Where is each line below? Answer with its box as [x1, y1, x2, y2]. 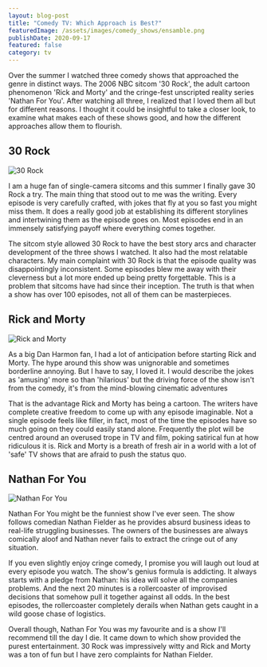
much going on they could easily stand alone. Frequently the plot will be [8, 424, 245, 434]
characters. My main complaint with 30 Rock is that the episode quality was [8, 256, 257, 265]
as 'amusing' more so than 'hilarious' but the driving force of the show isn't [8, 375, 255, 384]
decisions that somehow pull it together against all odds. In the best [8, 592, 230, 602]
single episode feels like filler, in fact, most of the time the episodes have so [8, 415, 257, 425]
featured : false [8, 41, 62, 49]
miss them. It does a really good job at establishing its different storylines [8, 206, 249, 216]
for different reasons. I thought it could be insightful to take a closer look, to [8, 104, 257, 114]
